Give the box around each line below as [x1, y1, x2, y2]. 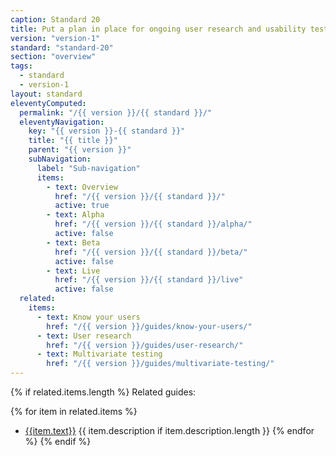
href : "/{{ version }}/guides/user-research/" [46, 340, 244, 350]
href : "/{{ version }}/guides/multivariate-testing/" [46, 359, 275, 369]
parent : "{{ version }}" [28, 145, 132, 155]
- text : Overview [46, 182, 118, 192]
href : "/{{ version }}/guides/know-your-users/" [46, 321, 253, 331]
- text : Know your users [36, 312, 141, 322]
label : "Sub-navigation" [36, 163, 141, 173]
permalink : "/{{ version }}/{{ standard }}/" [19, 107, 213, 118]
